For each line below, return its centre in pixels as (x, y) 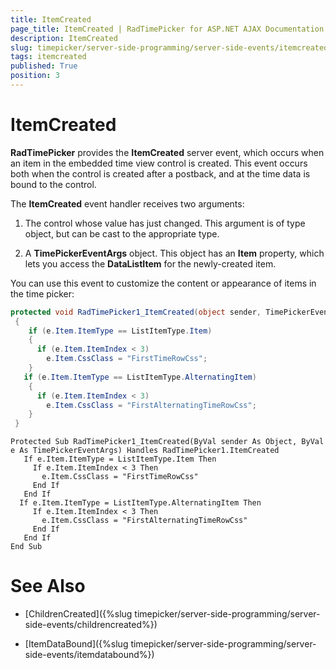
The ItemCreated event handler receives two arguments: (127, 203)
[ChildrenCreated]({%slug (78, 614)
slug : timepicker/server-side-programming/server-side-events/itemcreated (169, 47)
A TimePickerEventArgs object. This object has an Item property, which (174, 253)
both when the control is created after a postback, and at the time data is (160, 173)
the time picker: (42, 293)
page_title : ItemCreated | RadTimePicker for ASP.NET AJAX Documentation (167, 29)
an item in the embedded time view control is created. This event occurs (159, 163)
